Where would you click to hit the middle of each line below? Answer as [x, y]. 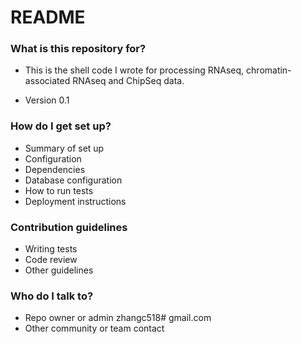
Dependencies [55, 169]
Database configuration [73, 180]
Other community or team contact [94, 328]
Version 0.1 [47, 100]
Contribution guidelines [69, 227]
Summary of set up [64, 148]
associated [47, 81]
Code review [51, 260]
